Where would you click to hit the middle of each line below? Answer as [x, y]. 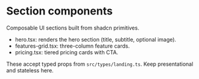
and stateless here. [30, 70]
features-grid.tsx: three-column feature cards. [72, 46]
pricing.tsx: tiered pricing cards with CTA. [67, 52]
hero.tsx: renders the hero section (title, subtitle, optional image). [96, 39]
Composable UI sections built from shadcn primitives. [73, 28]
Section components [59, 11]
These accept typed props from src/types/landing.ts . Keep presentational [100, 64]
